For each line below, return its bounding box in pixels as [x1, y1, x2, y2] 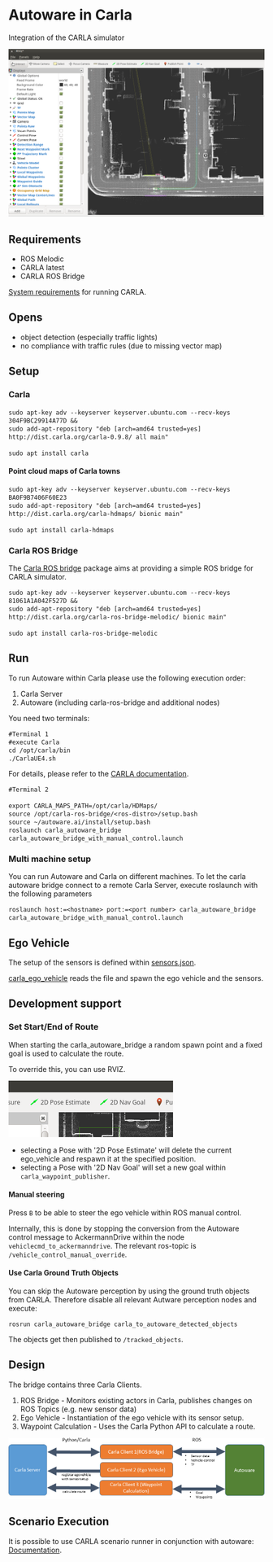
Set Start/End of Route [8, 1022, 99, 1033]
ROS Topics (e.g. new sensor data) [19, 1404, 137, 1414]
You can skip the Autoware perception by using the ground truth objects [8, 1286, 250, 1296]
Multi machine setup [8, 853, 92, 864]
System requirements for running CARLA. [8, 287, 147, 297]
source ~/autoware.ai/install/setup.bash [8, 818, 151, 826]
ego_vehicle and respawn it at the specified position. [19, 1153, 197, 1163]
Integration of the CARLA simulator [8, 33, 125, 42]
